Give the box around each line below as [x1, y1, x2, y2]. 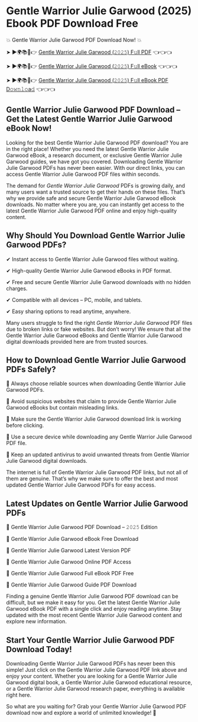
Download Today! [6, 644, 72, 655]
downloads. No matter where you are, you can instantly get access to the [6, 201, 184, 208]
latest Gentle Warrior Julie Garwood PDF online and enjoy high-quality [6, 207, 177, 214]
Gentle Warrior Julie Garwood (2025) [6, 4, 192, 18]
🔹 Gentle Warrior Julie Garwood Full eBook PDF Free [6, 570, 134, 577]
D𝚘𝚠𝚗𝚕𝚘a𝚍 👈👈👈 [6, 85, 56, 92]
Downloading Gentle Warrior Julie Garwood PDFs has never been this [6, 660, 176, 667]
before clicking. [6, 422, 44, 429]
